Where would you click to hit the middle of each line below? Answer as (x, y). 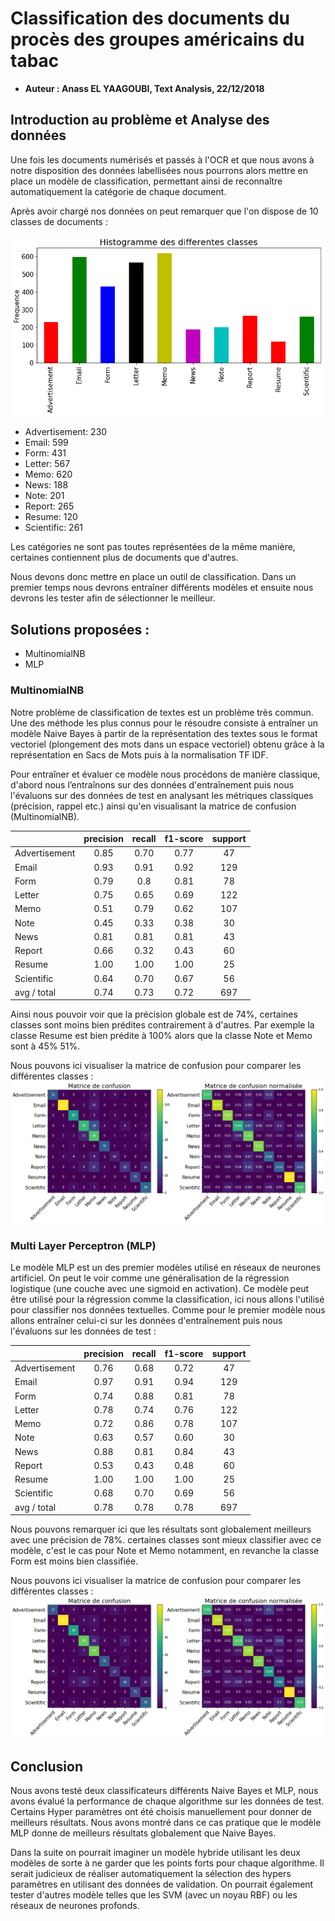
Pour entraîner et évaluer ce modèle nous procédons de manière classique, (165, 774)
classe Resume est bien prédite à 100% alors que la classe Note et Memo (161, 1036)
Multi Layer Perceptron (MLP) (83, 1246)
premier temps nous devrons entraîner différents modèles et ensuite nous (162, 588)
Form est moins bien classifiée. (74, 1561)
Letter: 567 (47, 464)
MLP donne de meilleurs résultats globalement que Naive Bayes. (143, 1833)
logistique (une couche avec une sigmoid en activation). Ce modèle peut (160, 1289)
